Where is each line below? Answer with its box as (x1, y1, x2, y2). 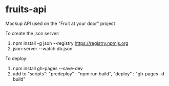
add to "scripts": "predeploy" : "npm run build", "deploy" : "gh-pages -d (12, 70, 165, 77)
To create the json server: (5, 30, 60, 36)
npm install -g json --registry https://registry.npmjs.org (12, 40, 129, 46)
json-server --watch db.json (12, 45, 73, 51)
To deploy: (5, 55, 28, 62)
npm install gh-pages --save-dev (12, 65, 83, 71)
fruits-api (5, 4, 47, 15)
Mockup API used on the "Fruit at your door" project (5, 20, 115, 26)
